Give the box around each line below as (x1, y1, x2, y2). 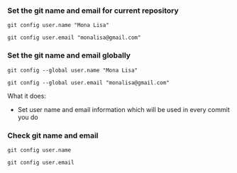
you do (17, 113, 38, 121)
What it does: (7, 91, 46, 100)
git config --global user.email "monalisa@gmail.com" (7, 79, 170, 86)
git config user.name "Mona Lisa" (7, 22, 110, 29)
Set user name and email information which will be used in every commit (17, 105, 231, 113)
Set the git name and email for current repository (7, 6, 179, 16)
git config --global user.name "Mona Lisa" (7, 67, 138, 74)
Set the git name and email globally (7, 50, 131, 60)
